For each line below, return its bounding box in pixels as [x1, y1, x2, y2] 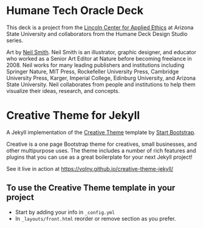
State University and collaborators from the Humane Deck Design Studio [6, 30, 188, 37]
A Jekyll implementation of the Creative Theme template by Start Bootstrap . [6, 128, 196, 136]
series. [6, 36, 23, 44]
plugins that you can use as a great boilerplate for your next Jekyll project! [6, 153, 193, 161]
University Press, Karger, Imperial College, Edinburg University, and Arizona [6, 74, 196, 81]
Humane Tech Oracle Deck [6, 4, 144, 18]
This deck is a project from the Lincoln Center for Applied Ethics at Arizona [6, 24, 194, 31]
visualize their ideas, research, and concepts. [6, 87, 120, 94]
